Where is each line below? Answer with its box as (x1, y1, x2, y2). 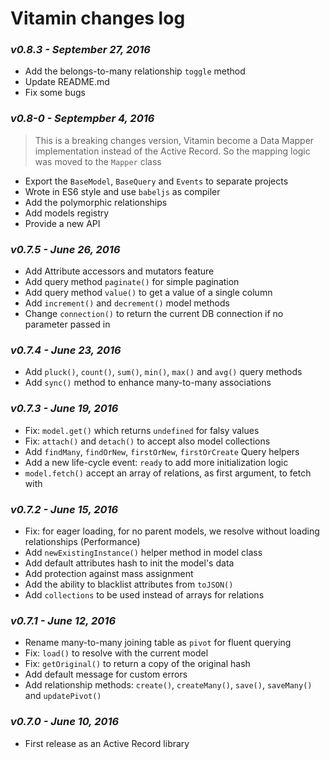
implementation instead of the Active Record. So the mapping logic (34, 145, 311, 157)
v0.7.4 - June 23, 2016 (10, 343, 122, 357)
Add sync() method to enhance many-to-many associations (24, 377, 272, 389)
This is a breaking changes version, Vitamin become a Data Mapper (34, 134, 315, 146)
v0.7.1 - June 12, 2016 (10, 613, 117, 627)
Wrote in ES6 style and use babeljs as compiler (24, 185, 221, 197)
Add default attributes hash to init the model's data (24, 557, 235, 569)
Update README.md (24, 76, 110, 88)
